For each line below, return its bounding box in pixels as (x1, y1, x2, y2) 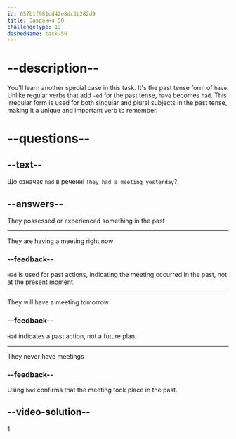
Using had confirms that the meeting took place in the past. (7, 385, 178, 394)
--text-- (7, 159, 42, 171)
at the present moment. (7, 278, 75, 286)
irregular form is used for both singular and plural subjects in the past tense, (7, 99, 228, 107)
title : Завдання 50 (7, 17, 65, 24)
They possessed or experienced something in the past (7, 216, 165, 225)
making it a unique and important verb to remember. (7, 106, 158, 115)
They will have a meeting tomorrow (7, 298, 109, 307)
